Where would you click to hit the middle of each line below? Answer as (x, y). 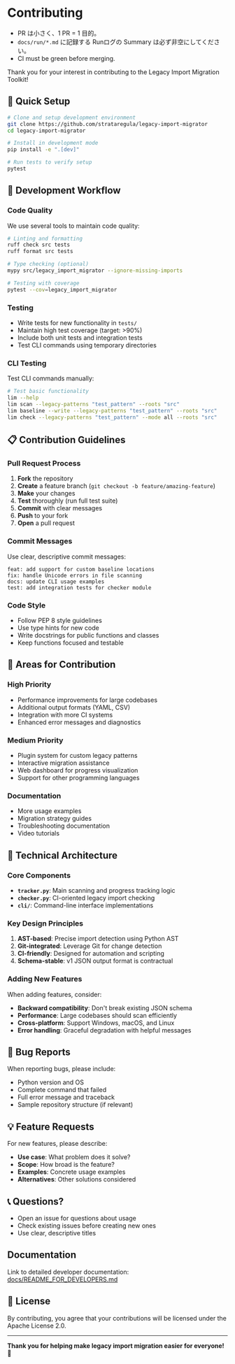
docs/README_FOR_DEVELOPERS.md (63, 1279)
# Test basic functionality (48, 392)
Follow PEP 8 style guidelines (60, 620)
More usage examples (49, 811)
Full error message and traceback (66, 1097)
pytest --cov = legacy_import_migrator (62, 289)
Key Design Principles (45, 923)
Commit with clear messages (60, 508)
